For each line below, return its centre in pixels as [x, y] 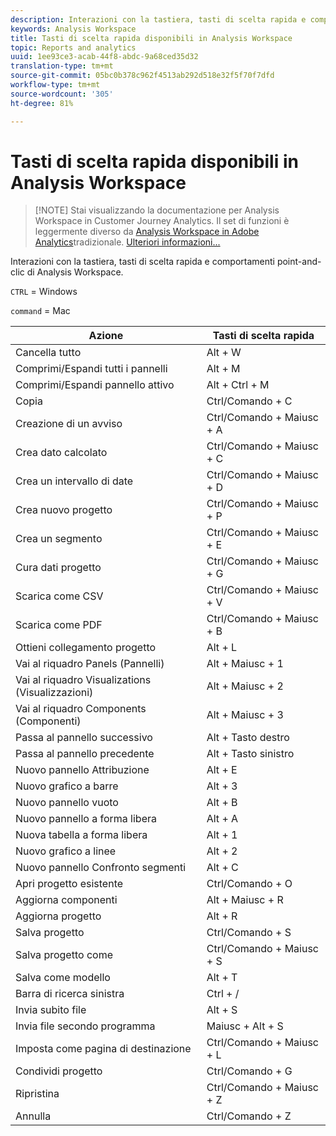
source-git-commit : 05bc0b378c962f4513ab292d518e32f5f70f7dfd [142, 76]
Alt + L [222, 648]
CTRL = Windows [44, 292]
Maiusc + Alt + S [245, 1026]
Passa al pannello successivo [84, 738]
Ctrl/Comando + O [249, 884]
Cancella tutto [48, 353]
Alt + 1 [222, 835]
